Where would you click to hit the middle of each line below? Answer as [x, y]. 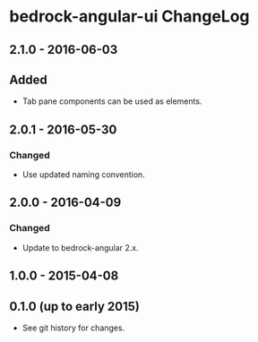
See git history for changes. [73, 328]
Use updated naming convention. [83, 175]
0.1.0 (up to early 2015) [75, 306]
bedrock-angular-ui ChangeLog [129, 17]
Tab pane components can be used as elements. [112, 101]
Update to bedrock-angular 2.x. [80, 247]
